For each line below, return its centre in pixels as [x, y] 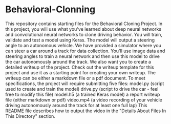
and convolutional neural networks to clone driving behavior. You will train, [84, 34]
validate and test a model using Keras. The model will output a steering [80, 40]
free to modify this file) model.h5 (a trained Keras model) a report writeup [83, 94]
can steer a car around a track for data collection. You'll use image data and [85, 51]
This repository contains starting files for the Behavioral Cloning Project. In [84, 24]
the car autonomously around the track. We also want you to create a [78, 61]
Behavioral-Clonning [50, 9]
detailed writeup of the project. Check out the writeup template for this [80, 67]
